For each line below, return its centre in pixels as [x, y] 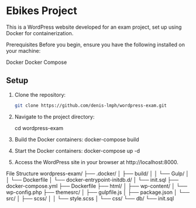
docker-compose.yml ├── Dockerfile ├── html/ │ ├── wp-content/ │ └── [97, 186]
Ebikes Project [42, 11]
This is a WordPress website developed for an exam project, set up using [94, 27]
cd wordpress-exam [39, 128]
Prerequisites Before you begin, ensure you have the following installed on [96, 45]
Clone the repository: [40, 94]
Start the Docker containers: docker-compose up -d [77, 151]
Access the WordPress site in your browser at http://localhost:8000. [96, 162]
